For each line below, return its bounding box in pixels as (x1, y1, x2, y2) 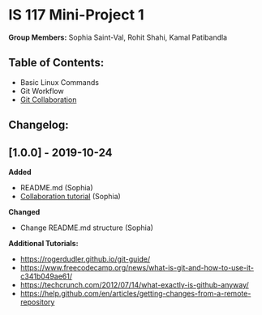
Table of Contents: (8, 56, 105, 70)
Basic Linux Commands (19, 77, 100, 87)
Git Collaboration (19, 95, 77, 104)
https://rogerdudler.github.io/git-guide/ (19, 253, 151, 264)
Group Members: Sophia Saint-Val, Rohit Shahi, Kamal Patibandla (8, 32, 228, 42)
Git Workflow (19, 86, 64, 96)
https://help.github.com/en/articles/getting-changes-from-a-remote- (19, 288, 251, 298)
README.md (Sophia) (19, 182, 93, 192)
